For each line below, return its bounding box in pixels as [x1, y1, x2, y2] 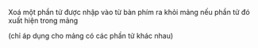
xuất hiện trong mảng [8, 16, 79, 25]
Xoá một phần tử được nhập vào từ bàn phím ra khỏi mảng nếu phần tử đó [8, 8, 250, 17]
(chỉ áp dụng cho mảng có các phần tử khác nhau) [8, 31, 174, 40]
